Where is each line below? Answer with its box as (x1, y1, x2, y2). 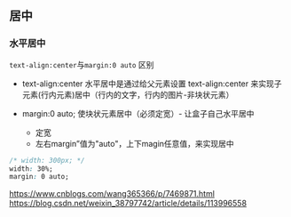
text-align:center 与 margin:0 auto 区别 (9, 59, 154, 69)
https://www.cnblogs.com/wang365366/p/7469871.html (9, 189, 216, 199)
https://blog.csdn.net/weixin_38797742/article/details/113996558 (9, 198, 247, 209)
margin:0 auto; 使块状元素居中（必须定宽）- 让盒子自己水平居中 (21, 108, 255, 118)
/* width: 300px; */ (9, 156, 86, 165)
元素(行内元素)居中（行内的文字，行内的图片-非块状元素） (21, 89, 234, 100)
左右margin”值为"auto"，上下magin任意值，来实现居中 (35, 138, 235, 149)
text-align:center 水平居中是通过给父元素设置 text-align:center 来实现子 (21, 78, 282, 89)
